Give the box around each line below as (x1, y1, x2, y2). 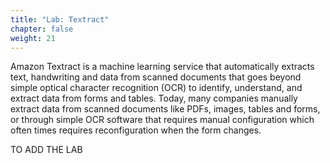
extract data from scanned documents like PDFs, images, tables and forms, (10, 103, 321, 115)
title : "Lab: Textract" (10, 14, 110, 25)
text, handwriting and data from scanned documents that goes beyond (10, 71, 302, 83)
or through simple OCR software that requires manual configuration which (10, 114, 315, 126)
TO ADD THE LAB (10, 144, 83, 156)
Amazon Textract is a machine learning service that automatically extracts (10, 61, 315, 73)
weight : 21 (10, 33, 56, 43)
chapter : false (10, 24, 74, 34)
